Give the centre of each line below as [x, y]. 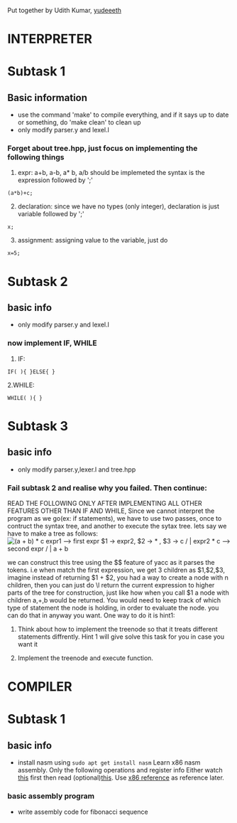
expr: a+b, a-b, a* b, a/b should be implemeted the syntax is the [111, 173]
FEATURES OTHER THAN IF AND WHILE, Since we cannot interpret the [111, 511]
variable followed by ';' [51, 214]
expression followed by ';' [55, 180]
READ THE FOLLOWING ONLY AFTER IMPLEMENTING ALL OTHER [105, 504]
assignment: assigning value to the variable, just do [93, 240]
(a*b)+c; [20, 193]
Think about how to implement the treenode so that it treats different [117, 630]
